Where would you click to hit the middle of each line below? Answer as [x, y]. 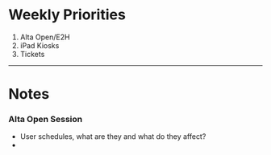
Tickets [32, 54]
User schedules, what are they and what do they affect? [113, 137]
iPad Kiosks [40, 45]
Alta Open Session [46, 120]
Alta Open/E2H [45, 37]
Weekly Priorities [67, 15]
